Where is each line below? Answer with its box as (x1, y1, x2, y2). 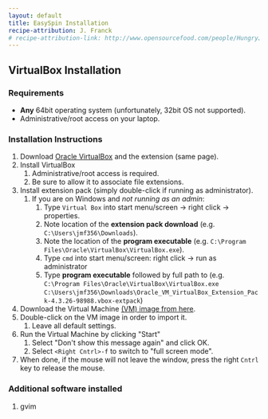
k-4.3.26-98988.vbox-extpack (43, 297, 141, 305)
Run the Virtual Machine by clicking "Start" (19, 330, 161, 339)
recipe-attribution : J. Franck (8, 26, 112, 34)
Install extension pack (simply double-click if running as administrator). (19, 186, 254, 195)
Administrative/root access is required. (31, 169, 160, 178)
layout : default (8, 11, 62, 20)
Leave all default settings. (31, 321, 117, 331)
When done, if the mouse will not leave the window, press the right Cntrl (19, 355, 259, 365)
